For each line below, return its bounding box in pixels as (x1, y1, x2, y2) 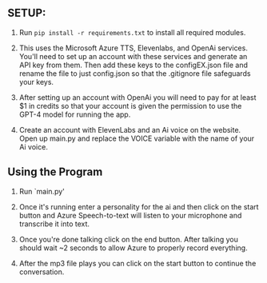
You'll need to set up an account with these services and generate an (18, 51, 248, 61)
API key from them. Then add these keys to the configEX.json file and (18, 60, 249, 70)
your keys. (18, 77, 54, 86)
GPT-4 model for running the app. (18, 110, 131, 119)
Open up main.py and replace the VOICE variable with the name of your (18, 134, 255, 143)
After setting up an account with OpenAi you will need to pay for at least (18, 92, 257, 102)
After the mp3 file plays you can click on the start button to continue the (18, 258, 257, 268)
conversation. (18, 267, 65, 277)
